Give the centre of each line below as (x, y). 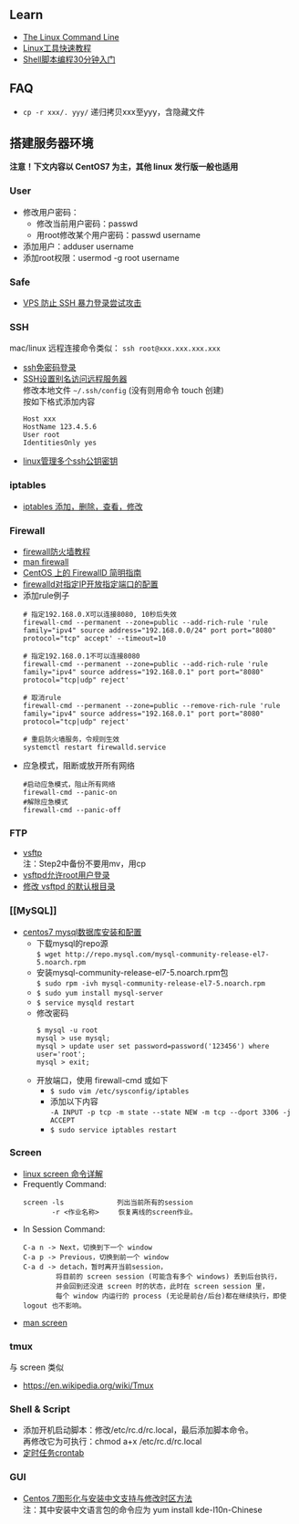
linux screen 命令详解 (62, 1174)
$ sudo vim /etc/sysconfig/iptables (119, 1091)
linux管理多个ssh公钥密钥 (70, 461)
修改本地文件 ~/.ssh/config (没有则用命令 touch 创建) (124, 391)
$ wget (49, 954)
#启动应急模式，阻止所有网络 (69, 784)
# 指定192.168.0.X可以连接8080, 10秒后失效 (100, 614)
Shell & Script (40, 1409)
